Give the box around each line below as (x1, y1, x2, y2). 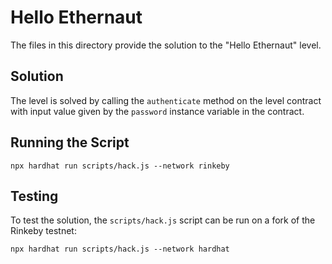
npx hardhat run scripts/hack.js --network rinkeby (10, 161, 230, 171)
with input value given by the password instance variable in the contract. (10, 105, 305, 117)
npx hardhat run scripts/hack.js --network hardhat (10, 244, 230, 255)
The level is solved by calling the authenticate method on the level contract (10, 94, 322, 106)
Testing (10, 187, 59, 205)
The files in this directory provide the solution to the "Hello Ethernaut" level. (10, 39, 322, 51)
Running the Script (10, 134, 130, 151)
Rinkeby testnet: (10, 225, 77, 237)
